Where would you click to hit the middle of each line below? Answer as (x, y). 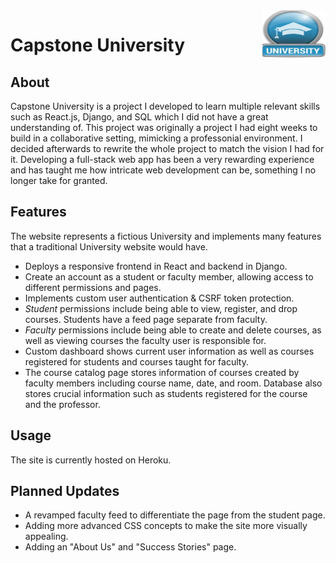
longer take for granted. (59, 180)
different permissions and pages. (93, 287)
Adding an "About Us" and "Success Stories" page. (130, 547)
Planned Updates (65, 491)
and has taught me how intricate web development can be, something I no (163, 170)
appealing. (46, 536)
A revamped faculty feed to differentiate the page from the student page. (175, 515)
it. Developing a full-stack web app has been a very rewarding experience (162, 159)
